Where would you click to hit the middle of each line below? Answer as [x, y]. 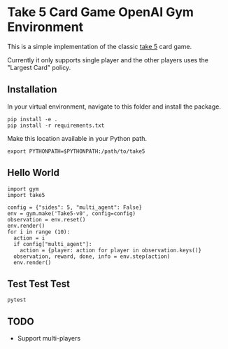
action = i [29, 238]
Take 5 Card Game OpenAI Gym [101, 12]
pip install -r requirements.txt [56, 125]
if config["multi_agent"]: [53, 244]
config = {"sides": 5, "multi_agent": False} [74, 207]
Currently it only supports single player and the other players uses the [108, 60]
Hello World [33, 173]
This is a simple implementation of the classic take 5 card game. [100, 46]
